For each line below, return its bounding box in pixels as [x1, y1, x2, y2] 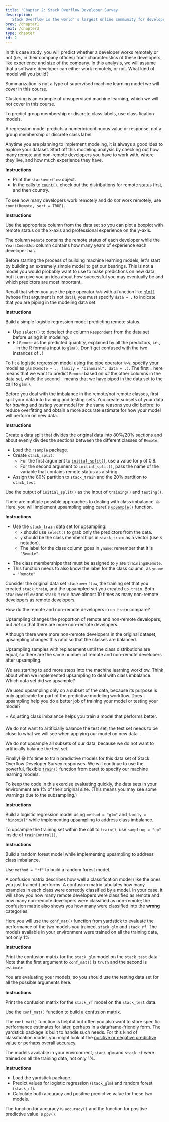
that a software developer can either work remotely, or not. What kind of [5, 65, 155, 71]
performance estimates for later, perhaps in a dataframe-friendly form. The [5, 1024, 161, 1030]
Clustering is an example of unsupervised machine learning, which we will [5, 95, 159, 101]
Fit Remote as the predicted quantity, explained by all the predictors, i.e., [12, 339, 161, 345]
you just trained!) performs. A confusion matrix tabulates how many [5, 881, 145, 887]
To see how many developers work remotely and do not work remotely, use [5, 197, 161, 203]
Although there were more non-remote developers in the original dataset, [5, 631, 157, 637]
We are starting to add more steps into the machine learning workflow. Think [5, 667, 164, 673]
